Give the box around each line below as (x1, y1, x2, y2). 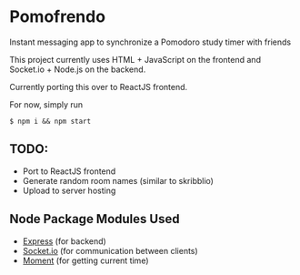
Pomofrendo (9, 6, 106, 27)
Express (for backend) (22, 235, 106, 247)
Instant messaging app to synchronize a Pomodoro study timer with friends (9, 36, 292, 47)
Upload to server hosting (22, 185, 116, 196)
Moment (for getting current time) (22, 255, 149, 266)
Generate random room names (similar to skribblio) (22, 175, 214, 186)
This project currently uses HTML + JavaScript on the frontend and (9, 54, 262, 65)
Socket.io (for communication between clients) (22, 245, 198, 256)
